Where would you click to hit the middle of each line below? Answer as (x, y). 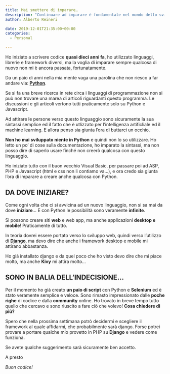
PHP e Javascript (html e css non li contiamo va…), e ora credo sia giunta (82, 171)
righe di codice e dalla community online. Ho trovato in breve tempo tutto (82, 300)
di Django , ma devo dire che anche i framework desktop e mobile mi (77, 241)
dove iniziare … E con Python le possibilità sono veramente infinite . (75, 210)
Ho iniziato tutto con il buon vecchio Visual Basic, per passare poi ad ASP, (82, 166)
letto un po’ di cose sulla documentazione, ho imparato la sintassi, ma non (82, 145)
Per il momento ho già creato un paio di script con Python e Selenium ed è (83, 290)
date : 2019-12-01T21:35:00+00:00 (40, 28)
